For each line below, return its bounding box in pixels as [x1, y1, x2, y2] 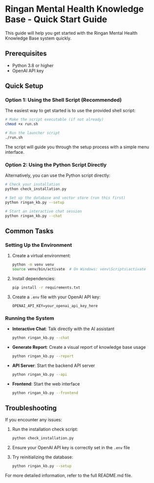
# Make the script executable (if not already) [5, 117, 104, 122]
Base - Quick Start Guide [5, 14, 108, 25]
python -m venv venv [12, 262, 54, 267]
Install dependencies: [12, 275, 56, 281]
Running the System [5, 314, 55, 321]
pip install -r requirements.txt [12, 285, 81, 290]
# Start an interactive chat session [5, 209, 82, 214]
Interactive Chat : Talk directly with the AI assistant [12, 326, 115, 332]
